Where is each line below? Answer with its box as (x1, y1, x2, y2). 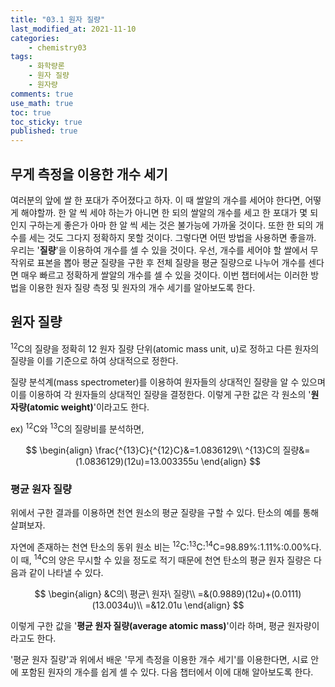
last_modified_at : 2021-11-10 (10, 24, 137, 34)
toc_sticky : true (10, 117, 83, 127)
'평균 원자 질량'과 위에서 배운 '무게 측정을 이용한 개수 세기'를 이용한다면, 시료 (10, 653, 309, 665)
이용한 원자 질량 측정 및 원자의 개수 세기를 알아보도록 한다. (28, 281, 256, 293)
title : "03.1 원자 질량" (10, 14, 106, 25)
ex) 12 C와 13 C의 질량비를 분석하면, (10, 421, 145, 435)
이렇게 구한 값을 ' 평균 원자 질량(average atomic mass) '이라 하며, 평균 (10, 619, 285, 631)
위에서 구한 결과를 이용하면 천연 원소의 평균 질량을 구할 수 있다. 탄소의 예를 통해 (10, 507, 320, 519)
